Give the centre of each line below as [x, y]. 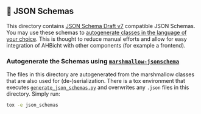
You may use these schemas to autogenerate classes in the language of [97, 32]
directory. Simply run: [33, 94]
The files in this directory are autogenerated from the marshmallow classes [100, 74]
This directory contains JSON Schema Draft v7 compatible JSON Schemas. [101, 26]
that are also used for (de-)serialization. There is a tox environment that [96, 81]
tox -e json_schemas [33, 105]
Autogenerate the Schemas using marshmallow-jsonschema [93, 61]
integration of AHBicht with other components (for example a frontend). [96, 45]
